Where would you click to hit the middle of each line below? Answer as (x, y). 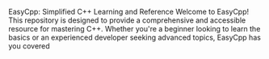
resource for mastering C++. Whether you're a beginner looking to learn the (134, 29)
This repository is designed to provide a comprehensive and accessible (127, 20)
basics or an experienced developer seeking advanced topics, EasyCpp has (134, 37)
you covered (29, 46)
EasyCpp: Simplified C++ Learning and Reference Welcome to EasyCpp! (129, 12)
